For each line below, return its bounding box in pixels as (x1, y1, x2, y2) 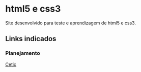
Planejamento (5, 50, 41, 57)
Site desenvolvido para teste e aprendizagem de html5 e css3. (5, 20, 136, 26)
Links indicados (5, 34, 57, 43)
